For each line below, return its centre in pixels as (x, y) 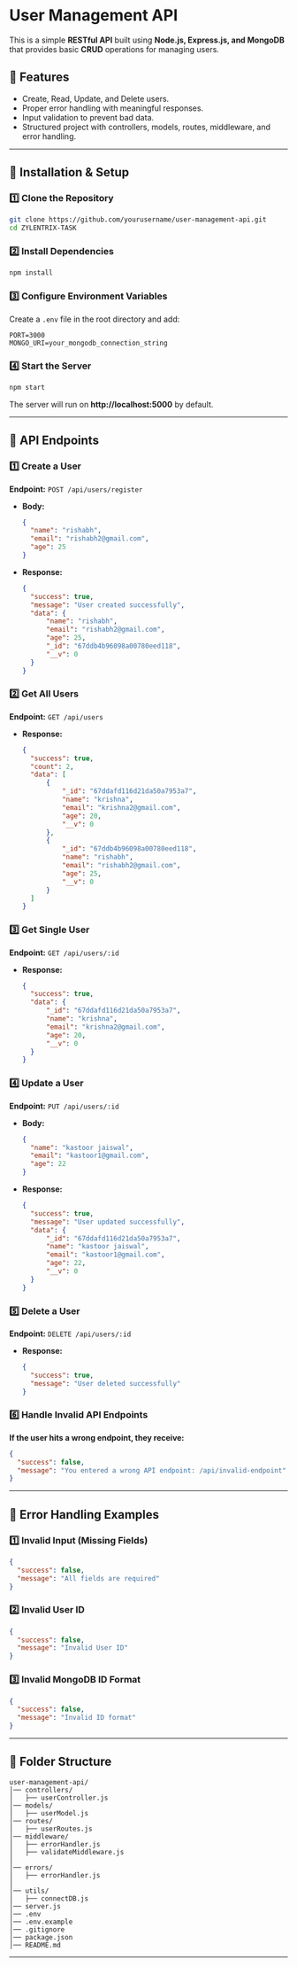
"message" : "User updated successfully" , (108, 1222)
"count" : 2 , (52, 766)
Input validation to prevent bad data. (88, 117)
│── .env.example (41, 1922)
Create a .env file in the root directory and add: (95, 319)
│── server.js (35, 1906)
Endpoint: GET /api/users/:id (64, 952)
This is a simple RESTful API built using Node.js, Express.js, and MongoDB (147, 40)
